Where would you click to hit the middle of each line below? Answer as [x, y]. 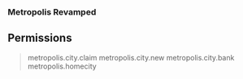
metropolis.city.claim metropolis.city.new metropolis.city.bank [131, 57]
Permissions [40, 38]
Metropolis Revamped [52, 12]
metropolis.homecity [62, 66]
